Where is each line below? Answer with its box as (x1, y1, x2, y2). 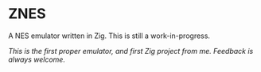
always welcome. (8, 55, 66, 64)
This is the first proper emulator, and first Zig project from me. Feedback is (8, 46, 254, 55)
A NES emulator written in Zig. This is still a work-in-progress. (8, 31, 211, 40)
